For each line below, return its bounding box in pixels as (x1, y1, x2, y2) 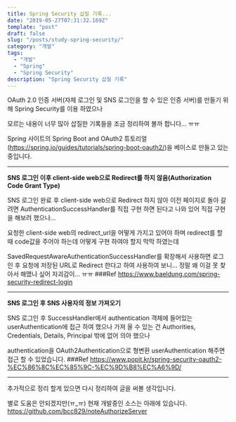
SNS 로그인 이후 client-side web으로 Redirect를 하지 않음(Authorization (7, 174, 212, 182)
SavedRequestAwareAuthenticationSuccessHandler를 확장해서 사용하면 (7, 252, 211, 261)
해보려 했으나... (14, 214, 56, 222)
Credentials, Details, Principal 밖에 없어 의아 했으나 (7, 331, 150, 340)
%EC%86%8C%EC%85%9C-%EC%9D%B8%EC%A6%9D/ (7, 363, 182, 371)
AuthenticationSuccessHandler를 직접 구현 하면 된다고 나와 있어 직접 (20, 205, 213, 213)
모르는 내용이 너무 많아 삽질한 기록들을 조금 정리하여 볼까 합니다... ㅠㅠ (7, 120, 200, 128)
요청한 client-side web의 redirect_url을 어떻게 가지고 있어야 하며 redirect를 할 (7, 229, 223, 237)
